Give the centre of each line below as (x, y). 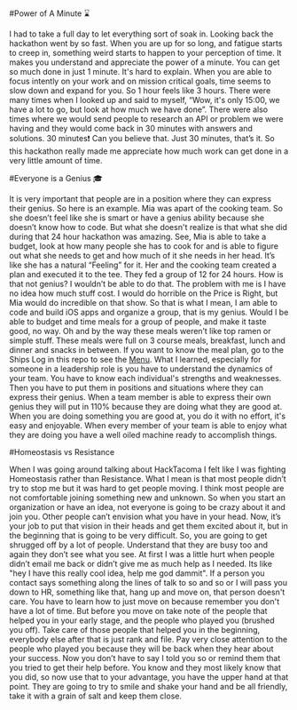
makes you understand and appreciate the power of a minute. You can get (145, 62)
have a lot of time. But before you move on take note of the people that (138, 611)
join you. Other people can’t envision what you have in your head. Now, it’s (145, 516)
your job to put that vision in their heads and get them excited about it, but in (148, 526)
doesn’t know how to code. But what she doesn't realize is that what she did (148, 227)
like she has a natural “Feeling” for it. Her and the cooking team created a (143, 265)
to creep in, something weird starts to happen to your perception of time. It (145, 53)
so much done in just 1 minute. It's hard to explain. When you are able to (141, 72)
